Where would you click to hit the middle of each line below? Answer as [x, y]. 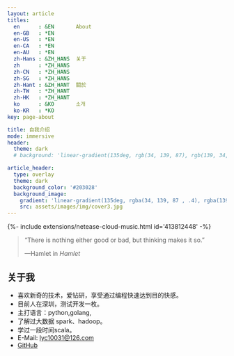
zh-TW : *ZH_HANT [42, 91]
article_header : [31, 168]
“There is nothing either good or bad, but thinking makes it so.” [115, 240]
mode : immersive [31, 136]
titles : [18, 20]
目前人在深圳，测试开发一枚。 [60, 304]
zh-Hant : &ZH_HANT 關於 [50, 85]
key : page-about [31, 117]
